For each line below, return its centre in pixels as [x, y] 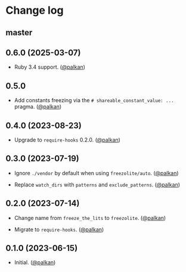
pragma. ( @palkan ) [38, 107]
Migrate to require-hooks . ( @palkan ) [59, 229]
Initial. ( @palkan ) [35, 262]
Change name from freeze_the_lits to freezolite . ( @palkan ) [90, 218]
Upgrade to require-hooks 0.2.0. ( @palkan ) [67, 140]
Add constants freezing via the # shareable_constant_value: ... [94, 100]
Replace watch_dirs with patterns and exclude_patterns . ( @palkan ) [97, 184]
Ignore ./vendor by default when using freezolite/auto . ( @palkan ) [97, 173]
